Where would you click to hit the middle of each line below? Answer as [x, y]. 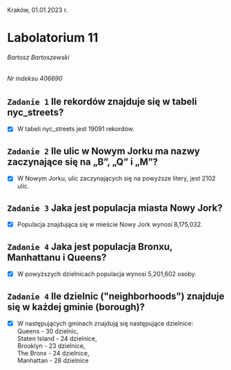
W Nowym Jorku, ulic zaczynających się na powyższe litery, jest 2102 [116, 178]
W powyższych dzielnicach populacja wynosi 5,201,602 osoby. [107, 274]
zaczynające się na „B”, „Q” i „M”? [83, 162]
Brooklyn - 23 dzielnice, [51, 346]
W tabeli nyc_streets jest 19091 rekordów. [76, 129]
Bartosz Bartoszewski [38, 57]
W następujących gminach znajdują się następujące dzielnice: [105, 323]
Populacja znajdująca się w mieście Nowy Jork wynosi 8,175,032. [110, 225]
